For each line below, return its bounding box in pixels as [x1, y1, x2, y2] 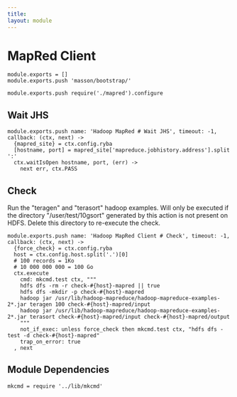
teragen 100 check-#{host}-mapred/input [29, 301, 151, 308]
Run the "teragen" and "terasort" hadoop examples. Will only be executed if [7, 203, 229, 212]
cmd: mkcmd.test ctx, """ [20, 276, 97, 283]
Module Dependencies [7, 364, 110, 376]
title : [7, 10, 27, 18]
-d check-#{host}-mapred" [23, 332, 100, 339]
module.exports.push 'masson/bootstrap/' [7, 78, 132, 85]
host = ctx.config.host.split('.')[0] [13, 251, 129, 258]
